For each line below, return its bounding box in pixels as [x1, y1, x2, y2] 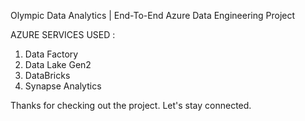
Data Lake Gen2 [24, 59, 92, 70]
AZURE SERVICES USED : [10, 29, 116, 40]
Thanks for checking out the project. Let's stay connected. [10, 100, 252, 111]
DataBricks [24, 70, 71, 81]
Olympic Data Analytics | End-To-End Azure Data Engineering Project [10, 10, 296, 21]
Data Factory [24, 48, 79, 60]
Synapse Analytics [24, 80, 102, 92]
